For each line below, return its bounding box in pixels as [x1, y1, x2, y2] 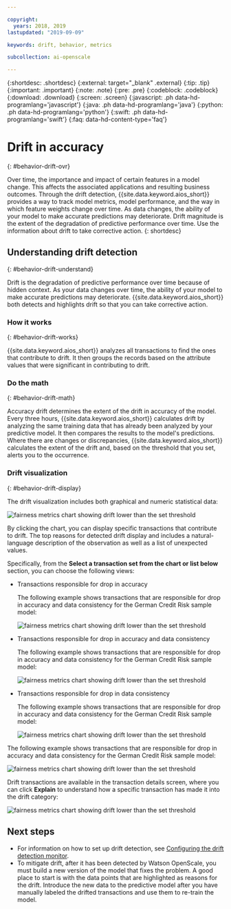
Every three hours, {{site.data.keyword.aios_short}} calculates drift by [7, 415, 205, 423]
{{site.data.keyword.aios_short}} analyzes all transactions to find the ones [7, 346, 217, 355]
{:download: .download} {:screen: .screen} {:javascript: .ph [7, 94, 174, 102]
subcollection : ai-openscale [7, 54, 91, 61]
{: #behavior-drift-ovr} [7, 163, 71, 171]
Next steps [7, 826, 55, 837]
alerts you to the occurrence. [7, 451, 89, 459]
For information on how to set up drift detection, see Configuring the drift [16, 844, 224, 853]
